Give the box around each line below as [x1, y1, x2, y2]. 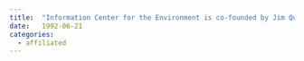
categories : [9, 30, 54, 39]
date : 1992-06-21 [9, 22, 83, 30]
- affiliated [17, 38, 67, 48]
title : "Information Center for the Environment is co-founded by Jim [9, 13, 285, 22]
